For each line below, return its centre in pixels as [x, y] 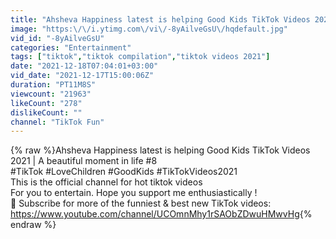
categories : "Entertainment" [71, 47]
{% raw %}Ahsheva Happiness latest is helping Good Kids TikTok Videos [160, 150]
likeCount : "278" [46, 103]
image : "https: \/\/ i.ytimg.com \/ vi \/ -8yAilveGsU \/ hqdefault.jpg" [149, 29]
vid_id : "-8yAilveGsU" [57, 38]
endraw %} [33, 225]
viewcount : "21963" [51, 94]
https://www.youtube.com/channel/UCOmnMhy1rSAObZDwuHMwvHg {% [161, 214]
